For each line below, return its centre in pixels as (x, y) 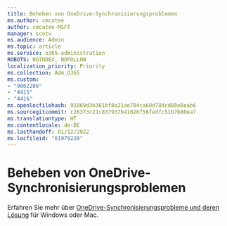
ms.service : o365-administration (56, 54)
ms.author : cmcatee (36, 20)
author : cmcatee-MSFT (39, 27)
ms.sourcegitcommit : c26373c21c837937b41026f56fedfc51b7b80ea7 (102, 112)
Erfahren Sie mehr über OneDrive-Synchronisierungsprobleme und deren (113, 208)
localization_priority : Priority (56, 66)
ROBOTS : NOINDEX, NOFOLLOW (47, 60)
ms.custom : (23, 79)
